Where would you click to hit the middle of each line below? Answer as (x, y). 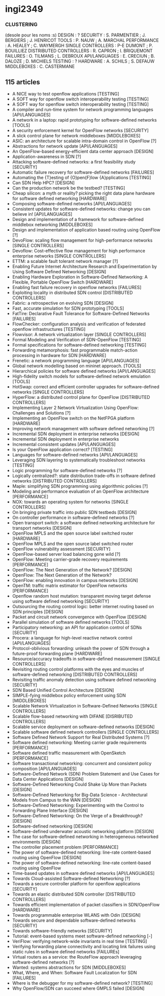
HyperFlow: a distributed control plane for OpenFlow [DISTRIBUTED (81, 397)
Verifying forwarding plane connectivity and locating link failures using (84, 947)
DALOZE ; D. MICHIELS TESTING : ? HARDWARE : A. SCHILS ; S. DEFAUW (80, 61)
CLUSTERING (21, 25)
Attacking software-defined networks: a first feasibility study (74, 162)
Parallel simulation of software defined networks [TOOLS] (71, 622)
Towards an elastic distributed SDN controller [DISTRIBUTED (74, 894)
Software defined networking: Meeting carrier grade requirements (79, 742)
